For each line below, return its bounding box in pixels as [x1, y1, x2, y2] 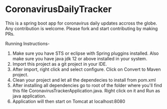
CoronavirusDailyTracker [5, 4, 112, 15]
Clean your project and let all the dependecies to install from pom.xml [12, 77, 156, 83]
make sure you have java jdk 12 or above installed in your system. [12, 55, 147, 61]
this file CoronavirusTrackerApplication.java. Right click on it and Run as [12, 87, 160, 93]
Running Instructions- [5, 40, 50, 46]
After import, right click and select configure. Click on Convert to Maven [12, 66, 161, 72]
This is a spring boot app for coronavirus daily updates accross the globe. [5, 20, 157, 26]
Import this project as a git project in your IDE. [12, 61, 107, 67]
